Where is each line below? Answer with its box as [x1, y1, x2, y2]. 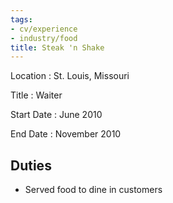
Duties [10, 157, 52, 174]
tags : [10, 14, 33, 25]
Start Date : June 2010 [10, 109, 103, 121]
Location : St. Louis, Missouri [10, 70, 130, 82]
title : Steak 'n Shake [10, 42, 105, 53]
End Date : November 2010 [10, 128, 122, 140]
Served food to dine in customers [24, 184, 163, 196]
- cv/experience [10, 24, 78, 34]
